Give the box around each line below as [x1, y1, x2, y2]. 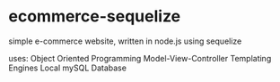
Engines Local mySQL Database [8, 62, 127, 73]
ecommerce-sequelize [8, 6, 181, 27]
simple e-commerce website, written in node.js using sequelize [8, 36, 242, 46]
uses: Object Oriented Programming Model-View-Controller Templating [8, 53, 272, 63]
